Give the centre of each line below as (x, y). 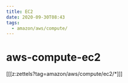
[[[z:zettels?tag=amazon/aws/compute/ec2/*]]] (65, 74)
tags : (13, 23)
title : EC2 (20, 12)
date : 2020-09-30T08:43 (36, 17)
